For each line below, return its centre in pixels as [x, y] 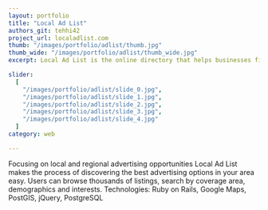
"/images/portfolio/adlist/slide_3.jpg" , [92, 112]
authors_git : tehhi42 [44, 30]
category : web [32, 134]
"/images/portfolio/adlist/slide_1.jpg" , [92, 97]
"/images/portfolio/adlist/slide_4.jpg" [91, 119]
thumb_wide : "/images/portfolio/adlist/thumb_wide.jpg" [103, 53]
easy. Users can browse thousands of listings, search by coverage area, [127, 180]
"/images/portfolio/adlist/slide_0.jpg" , [92, 89]
